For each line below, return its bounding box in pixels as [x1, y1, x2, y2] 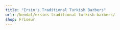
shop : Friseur [5, 17, 36, 22]
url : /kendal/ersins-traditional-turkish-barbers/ [5, 12, 115, 17]
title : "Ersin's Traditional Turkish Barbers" [5, 7, 106, 13]
